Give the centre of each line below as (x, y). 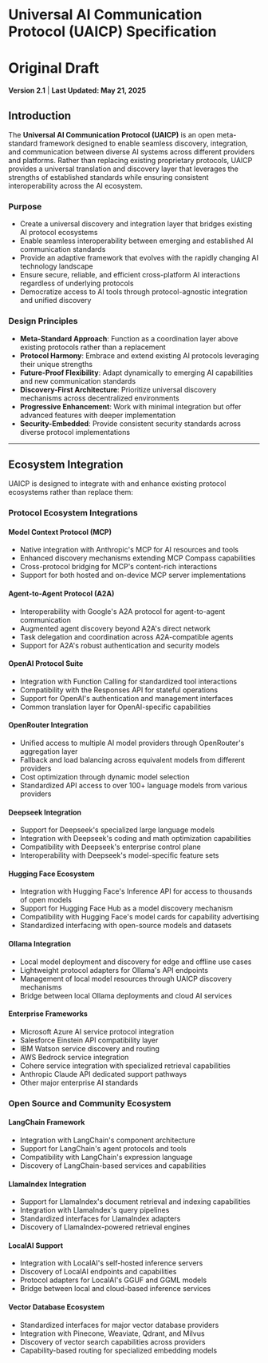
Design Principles (43, 321)
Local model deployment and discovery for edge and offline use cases (136, 962)
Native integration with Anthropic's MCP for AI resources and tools (129, 550)
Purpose (25, 206)
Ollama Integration (40, 944)
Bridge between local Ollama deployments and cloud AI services (126, 995)
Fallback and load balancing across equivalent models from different (132, 760)
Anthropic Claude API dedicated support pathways (103, 1074)
